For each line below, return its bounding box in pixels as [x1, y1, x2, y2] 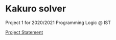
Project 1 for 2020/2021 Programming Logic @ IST [5, 19, 111, 25]
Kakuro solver [5, 3, 66, 14]
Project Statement [5, 29, 43, 35]
